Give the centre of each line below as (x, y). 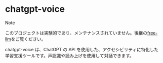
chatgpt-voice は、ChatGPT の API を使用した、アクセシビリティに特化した (82, 49)
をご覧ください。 (28, 39)
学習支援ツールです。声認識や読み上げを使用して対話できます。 (70, 56)
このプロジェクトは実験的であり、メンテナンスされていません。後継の (76, 32)
